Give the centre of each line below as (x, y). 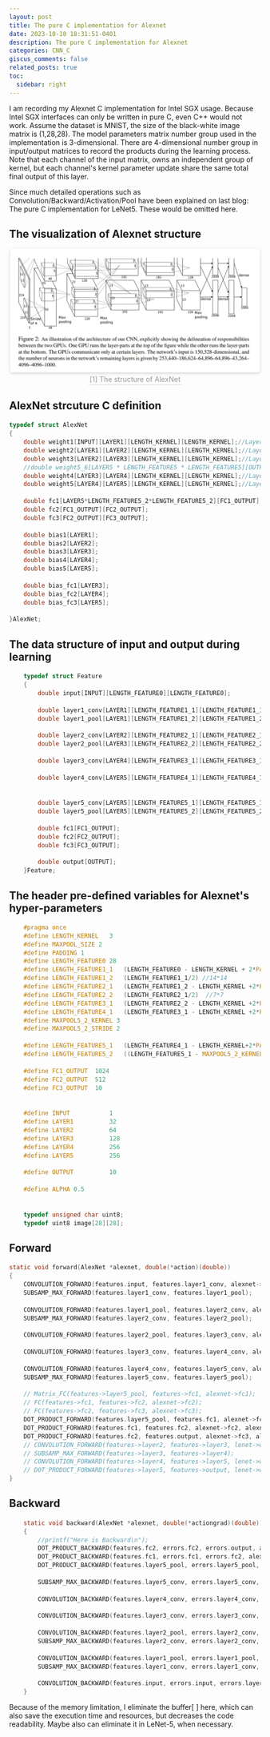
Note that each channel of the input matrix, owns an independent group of (131, 159)
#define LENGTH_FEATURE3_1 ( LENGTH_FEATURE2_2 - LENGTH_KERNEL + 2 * (142, 1003)
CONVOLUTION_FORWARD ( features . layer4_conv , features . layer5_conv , (136, 1369)
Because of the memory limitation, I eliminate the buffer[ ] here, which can (131, 1707)
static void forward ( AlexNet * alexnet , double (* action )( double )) (120, 1268)
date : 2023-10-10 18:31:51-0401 (63, 34)
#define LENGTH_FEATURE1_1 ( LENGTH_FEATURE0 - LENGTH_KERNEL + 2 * (140, 970)
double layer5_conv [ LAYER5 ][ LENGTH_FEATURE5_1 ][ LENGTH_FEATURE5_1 (151, 803)
